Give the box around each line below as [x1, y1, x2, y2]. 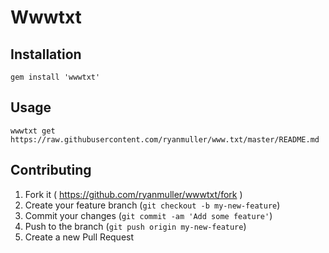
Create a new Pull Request [24, 231, 135, 243]
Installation [10, 46, 82, 63]
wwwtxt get [10, 126, 56, 136]
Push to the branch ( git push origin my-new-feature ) [24, 220, 247, 232]
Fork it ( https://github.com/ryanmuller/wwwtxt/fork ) [24, 188, 243, 200]
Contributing [10, 162, 92, 179]
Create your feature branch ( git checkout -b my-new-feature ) [24, 199, 281, 211]
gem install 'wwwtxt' [10, 72, 101, 82]
